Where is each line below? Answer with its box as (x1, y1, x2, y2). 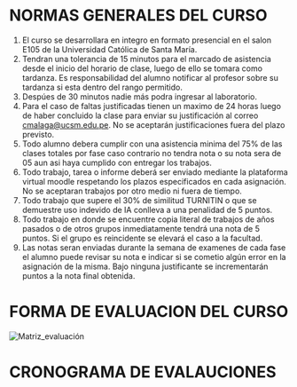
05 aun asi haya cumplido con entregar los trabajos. (21, 157, 213, 168)
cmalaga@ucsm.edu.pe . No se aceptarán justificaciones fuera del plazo (21, 119, 285, 130)
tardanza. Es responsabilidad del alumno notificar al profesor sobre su (21, 72, 279, 83)
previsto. (21, 129, 55, 139)
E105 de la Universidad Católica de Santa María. (21, 43, 198, 54)
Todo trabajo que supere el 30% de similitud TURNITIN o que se (21, 194, 257, 205)
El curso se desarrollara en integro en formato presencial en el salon (21, 35, 272, 45)
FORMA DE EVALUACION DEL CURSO (9, 302, 289, 322)
